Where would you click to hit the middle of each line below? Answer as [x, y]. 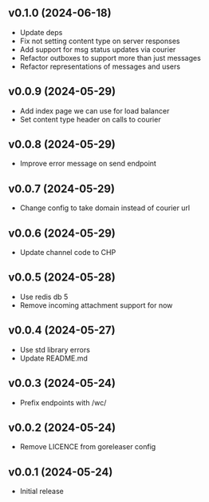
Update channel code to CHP [68, 253]
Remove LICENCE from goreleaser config [88, 447]
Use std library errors [55, 349]
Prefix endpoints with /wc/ [63, 402]
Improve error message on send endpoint [88, 164]
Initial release [41, 492]
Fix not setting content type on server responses [100, 41]
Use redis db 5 [44, 297]
